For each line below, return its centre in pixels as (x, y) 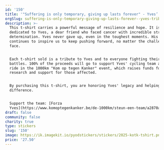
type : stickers (20, 126)
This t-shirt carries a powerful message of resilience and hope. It (82, 28)
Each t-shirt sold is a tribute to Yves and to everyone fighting (78, 59)
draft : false (18, 112)
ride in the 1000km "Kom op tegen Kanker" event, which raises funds (82, 68)
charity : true (20, 122)
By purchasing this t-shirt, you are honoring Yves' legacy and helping (85, 86)
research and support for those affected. (53, 73)
